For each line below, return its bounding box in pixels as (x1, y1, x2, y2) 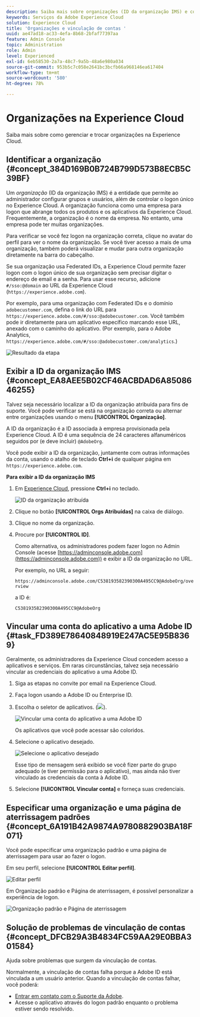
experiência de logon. (6, 894, 60, 901)
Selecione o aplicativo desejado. (14, 739, 95, 746)
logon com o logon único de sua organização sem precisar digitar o (6, 269, 172, 276)
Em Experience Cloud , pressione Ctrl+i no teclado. (14, 484, 140, 492)
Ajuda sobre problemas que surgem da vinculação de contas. (6, 957, 157, 964)
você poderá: (6, 981, 39, 988)
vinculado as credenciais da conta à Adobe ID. (14, 774, 129, 781)
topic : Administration (6, 42, 62, 48)
